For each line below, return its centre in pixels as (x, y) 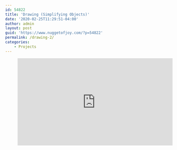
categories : (17, 42)
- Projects (25, 47)
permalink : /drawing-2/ (30, 38)
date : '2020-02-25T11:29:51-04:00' (42, 19)
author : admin (20, 24)
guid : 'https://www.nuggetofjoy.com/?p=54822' (54, 33)
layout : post (19, 28)
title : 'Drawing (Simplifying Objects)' (48, 14)
